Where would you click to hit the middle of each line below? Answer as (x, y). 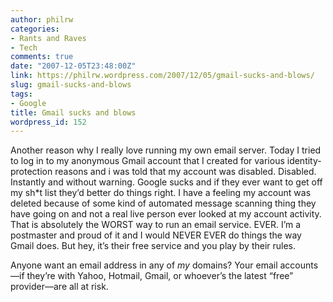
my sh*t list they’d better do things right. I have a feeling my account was (161, 193)
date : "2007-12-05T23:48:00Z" (73, 66)
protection (31, 172)
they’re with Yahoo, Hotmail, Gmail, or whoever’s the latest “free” (160, 276)
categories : (35, 29)
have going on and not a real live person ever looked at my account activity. (166, 214)
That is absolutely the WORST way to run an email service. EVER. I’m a (156, 225)
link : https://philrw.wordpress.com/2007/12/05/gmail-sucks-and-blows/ (162, 76)
